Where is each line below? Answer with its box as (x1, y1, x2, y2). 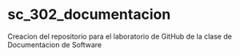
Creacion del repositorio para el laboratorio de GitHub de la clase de (7, 32, 233, 41)
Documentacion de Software (7, 39, 102, 49)
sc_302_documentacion (7, 6, 171, 24)
